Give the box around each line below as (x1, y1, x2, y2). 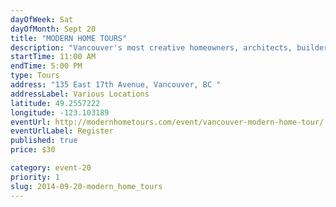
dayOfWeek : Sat (10, 14, 74, 25)
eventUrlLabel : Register (10, 126, 114, 136)
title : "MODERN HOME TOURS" (10, 33, 128, 43)
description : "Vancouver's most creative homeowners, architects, (10, 42, 293, 53)
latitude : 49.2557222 (10, 98, 101, 108)
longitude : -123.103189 (10, 107, 110, 118)
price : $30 (10, 145, 56, 155)
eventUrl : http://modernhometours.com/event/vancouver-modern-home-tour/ (10, 117, 325, 127)
